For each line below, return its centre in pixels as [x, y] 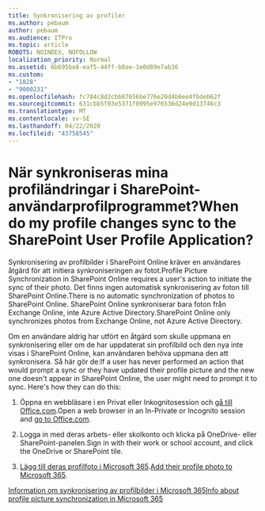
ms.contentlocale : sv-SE [49, 119]
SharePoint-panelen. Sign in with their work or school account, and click [136, 442]
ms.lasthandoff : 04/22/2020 [55, 126]
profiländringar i [62, 189]
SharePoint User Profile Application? [131, 240]
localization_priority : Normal [60, 60]
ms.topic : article [38, 45]
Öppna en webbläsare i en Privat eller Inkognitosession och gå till [126, 402]
